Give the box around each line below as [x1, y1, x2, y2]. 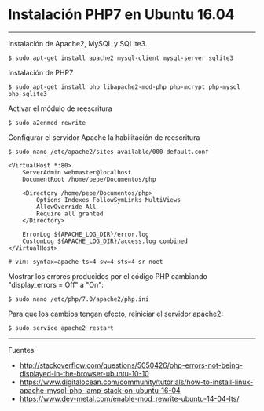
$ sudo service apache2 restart [8, 324, 114, 332]
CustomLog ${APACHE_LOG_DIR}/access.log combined [22, 237, 189, 245]
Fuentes [8, 345, 35, 354]
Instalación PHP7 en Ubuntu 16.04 [8, 6, 235, 24]
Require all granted [36, 210, 104, 218]
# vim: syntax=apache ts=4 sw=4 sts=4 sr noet [8, 258, 163, 266]
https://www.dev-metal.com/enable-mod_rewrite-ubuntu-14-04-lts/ [19, 394, 240, 403]
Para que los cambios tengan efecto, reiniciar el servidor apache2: [8, 309, 224, 318]
